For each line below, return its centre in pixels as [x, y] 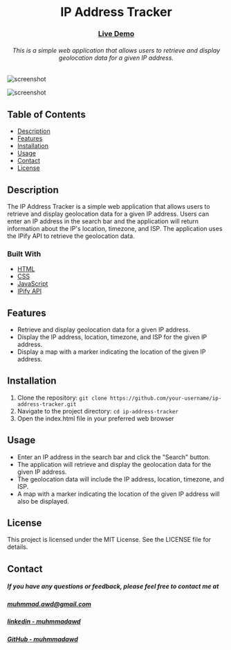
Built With [24, 254]
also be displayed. [43, 501]
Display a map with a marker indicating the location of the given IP [111, 352]
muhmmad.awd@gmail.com [49, 604]
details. [18, 547]
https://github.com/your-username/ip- [166, 398]
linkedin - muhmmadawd [44, 622]
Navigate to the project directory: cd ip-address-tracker [98, 411]
